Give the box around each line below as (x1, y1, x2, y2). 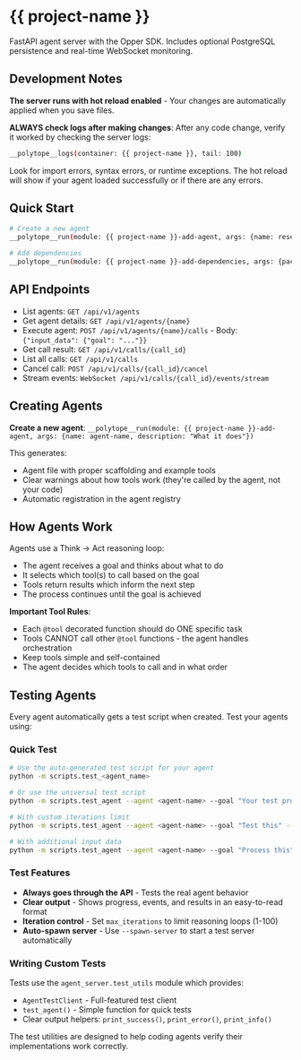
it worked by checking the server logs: (9, 132, 151, 142)
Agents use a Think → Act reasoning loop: (9, 543, 165, 554)
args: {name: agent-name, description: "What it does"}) (37, 432, 254, 441)
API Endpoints (9, 282, 90, 297)
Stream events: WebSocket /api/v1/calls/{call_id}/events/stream (21, 372, 269, 383)
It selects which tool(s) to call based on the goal (21, 570, 200, 581)
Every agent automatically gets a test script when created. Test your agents (9, 711, 288, 722)
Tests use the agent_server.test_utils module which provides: (9, 978, 245, 988)
